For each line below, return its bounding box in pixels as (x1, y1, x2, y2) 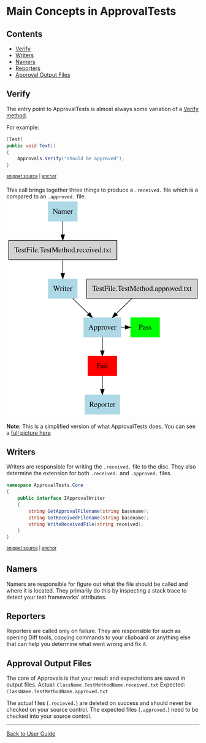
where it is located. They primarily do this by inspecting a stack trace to (6, 586, 187, 594)
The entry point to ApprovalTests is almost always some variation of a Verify (6, 105, 199, 112)
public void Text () (6, 142, 56, 149)
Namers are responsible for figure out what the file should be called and (6, 580, 188, 588)
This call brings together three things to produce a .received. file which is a (6, 186, 198, 193)
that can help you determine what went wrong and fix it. (6, 640, 148, 648)
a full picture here (6, 429, 51, 437)
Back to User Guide (6, 730, 56, 737)
